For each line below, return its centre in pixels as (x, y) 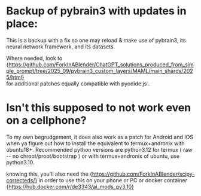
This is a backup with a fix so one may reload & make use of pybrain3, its (96, 40)
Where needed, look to (34, 58)
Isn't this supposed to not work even (99, 108)
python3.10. (20, 162)
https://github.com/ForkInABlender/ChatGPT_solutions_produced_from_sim (101, 65)
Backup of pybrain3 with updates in (96, 11)
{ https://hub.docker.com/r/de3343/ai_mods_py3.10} (70, 186)
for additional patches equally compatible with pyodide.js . (78, 83)
